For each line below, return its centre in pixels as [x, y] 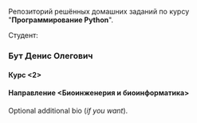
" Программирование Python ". [61, 20]
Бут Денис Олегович [51, 56]
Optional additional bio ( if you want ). [68, 110]
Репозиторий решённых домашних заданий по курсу [99, 12]
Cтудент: [23, 35]
